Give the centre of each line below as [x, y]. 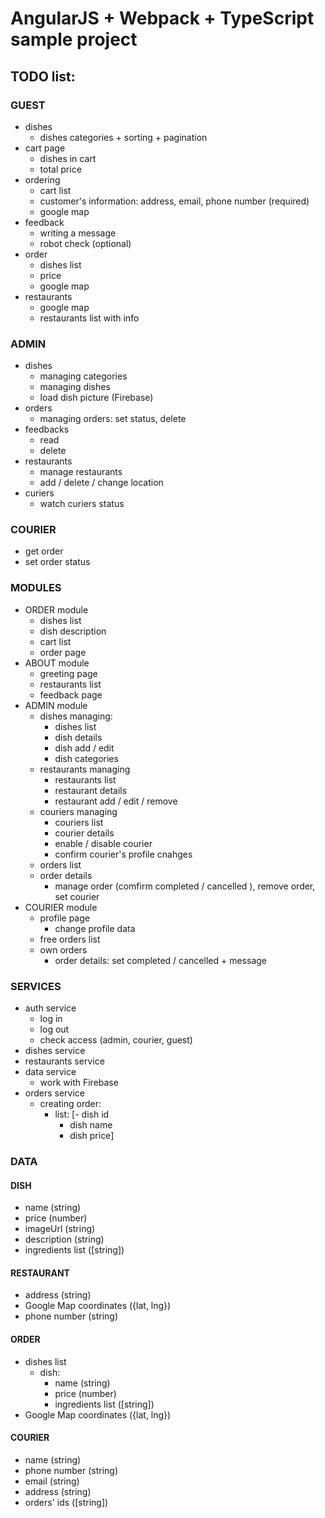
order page [63, 652]
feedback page [71, 694]
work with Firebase [79, 1083]
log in [51, 1019]
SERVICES [36, 986]
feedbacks [47, 429]
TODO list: [43, 76]
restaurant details [91, 790]
